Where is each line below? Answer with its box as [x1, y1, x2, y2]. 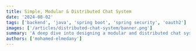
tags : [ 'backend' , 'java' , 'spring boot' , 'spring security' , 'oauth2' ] [6, 19, 187, 25]
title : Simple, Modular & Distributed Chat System [6, 8, 132, 15]
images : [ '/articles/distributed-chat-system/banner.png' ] [6, 25, 153, 31]
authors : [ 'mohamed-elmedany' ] [6, 36, 82, 42]
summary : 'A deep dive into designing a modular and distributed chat [6, 30, 181, 36]
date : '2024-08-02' [6, 14, 54, 20]
